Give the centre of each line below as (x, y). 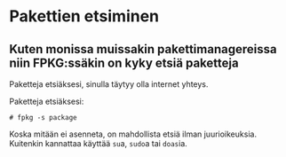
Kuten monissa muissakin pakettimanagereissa (143, 49)
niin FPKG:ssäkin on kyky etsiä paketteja (124, 63)
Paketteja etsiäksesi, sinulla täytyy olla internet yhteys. (109, 84)
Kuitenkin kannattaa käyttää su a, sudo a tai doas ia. (99, 143)
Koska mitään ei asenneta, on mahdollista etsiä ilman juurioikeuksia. (133, 134)
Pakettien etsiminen (84, 16)
